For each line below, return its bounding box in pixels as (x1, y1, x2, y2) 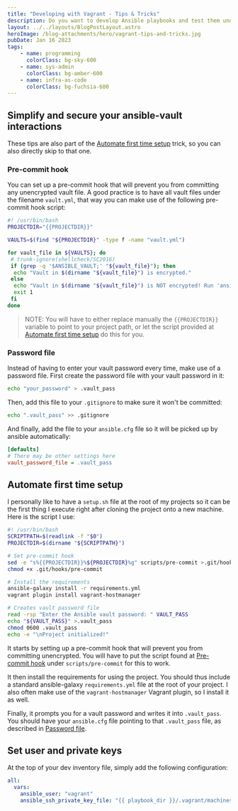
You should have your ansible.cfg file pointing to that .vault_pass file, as (7, 717, 222, 725)
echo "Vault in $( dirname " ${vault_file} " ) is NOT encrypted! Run (13, 282, 214, 290)
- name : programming (20, 50, 81, 58)
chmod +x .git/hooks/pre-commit (7, 565, 103, 572)
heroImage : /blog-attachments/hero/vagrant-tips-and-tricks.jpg (7, 30, 201, 38)
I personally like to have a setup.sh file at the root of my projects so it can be (7, 498, 230, 506)
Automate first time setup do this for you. (24, 330, 145, 338)
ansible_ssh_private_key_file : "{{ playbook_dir (20, 797, 166, 805)
